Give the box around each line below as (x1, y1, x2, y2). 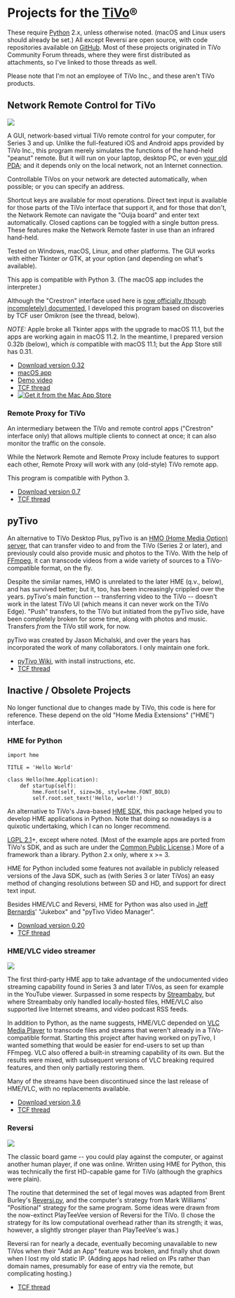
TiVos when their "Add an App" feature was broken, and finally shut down (7, 1247, 220, 1255)
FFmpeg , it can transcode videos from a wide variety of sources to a (7, 556, 206, 565)
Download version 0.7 (17, 487, 81, 496)
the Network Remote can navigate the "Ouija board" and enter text (7, 211, 200, 219)
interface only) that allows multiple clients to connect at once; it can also (7, 432, 217, 440)
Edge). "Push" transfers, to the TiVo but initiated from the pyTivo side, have (7, 607, 225, 615)
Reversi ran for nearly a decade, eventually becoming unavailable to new (7, 1239, 217, 1247)
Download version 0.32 (17, 360, 85, 369)
